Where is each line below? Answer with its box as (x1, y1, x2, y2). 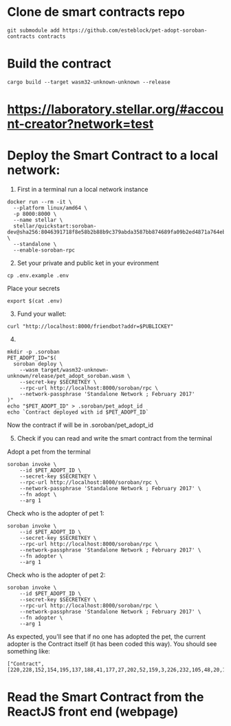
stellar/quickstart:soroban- (13, 223, 97, 230)
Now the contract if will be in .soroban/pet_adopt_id (7, 421, 153, 429)
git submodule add (7, 27, 60, 34)
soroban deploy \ (13, 361, 63, 367)
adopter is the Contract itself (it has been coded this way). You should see (7, 640, 217, 648)
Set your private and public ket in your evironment (16, 259, 159, 267)
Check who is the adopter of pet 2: (7, 571, 106, 579)
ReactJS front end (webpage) (7, 704, 179, 720)
